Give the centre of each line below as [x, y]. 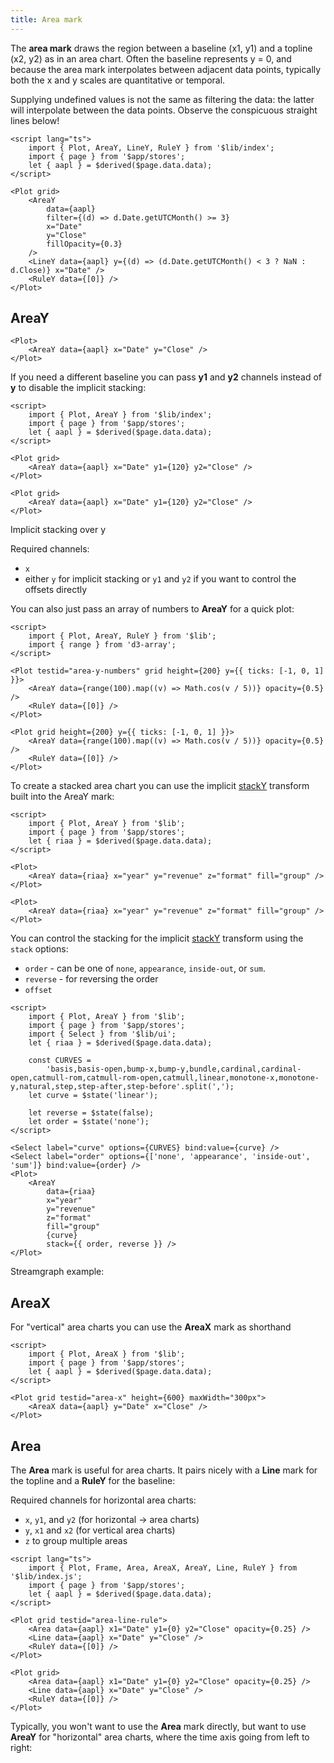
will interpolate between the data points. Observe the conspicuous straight [164, 110]
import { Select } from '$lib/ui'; [102, 1034]
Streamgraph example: [57, 1272]
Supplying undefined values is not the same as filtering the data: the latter [162, 99]
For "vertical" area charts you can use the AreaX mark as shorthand [151, 1327]
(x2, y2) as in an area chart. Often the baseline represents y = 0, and [151, 58]
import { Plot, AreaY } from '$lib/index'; [120, 415]
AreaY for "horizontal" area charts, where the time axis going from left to [160, 1737]
